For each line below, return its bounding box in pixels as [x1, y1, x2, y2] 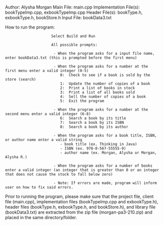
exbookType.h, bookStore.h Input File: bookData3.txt [5, 15, 112, 20]
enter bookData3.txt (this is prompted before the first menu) [5, 55, 137, 60]
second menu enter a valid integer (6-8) [5, 112, 91, 116]
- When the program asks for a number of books [53, 163, 153, 168]
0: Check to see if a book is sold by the [59, 73, 151, 77]
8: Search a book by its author [59, 124, 129, 129]
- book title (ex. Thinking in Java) [59, 142, 137, 147]
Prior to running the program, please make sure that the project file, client [5, 193, 154, 199]
